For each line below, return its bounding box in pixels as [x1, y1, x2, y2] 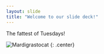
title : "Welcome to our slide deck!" [6, 14, 99, 20]
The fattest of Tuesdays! [6, 30, 66, 37]
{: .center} [49, 41, 75, 48]
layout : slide [6, 8, 41, 15]
